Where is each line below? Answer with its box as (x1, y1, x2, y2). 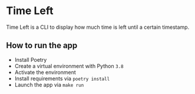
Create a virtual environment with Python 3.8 (14, 62, 124, 69)
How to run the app (6, 41, 78, 51)
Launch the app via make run (14, 81, 84, 88)
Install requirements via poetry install (14, 75, 110, 82)
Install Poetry (14, 56, 47, 63)
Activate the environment (14, 69, 77, 76)
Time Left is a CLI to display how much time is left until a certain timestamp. (6, 23, 190, 31)
